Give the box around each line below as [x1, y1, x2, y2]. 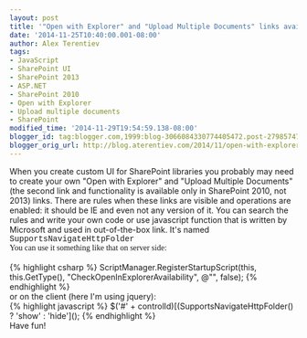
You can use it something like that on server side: [9, 243, 167, 252]
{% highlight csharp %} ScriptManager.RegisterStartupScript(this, [9, 261, 258, 272]
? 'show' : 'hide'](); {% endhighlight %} [9, 310, 156, 321]
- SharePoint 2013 [9, 73, 79, 82]
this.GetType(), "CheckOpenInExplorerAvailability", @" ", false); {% [9, 271, 258, 282]
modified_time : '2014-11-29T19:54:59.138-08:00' [9, 124, 198, 133]
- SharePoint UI [9, 65, 71, 74]
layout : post [9, 13, 59, 23]
